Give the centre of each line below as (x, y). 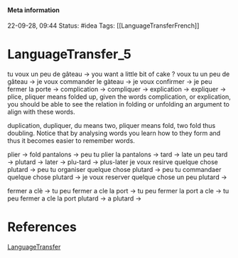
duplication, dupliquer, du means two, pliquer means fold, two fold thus (112, 126)
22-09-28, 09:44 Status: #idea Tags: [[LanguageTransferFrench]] (103, 26)
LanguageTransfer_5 (69, 54)
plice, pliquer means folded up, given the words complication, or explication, (119, 97)
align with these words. (42, 112)
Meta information (34, 10)
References (42, 227)
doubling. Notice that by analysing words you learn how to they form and (114, 133)
